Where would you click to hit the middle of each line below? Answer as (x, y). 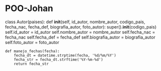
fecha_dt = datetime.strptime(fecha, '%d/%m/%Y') (65, 55)
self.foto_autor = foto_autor (32, 42)
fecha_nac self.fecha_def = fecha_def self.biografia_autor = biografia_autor (80, 37)
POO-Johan (29, 8)
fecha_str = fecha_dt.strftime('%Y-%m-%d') (59, 59)
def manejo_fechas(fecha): (32, 51)
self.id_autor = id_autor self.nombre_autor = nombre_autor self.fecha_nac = (80, 32)
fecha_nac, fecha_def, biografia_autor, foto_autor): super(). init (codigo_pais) (81, 27)
